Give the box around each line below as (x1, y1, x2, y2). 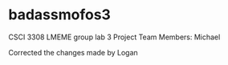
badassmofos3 (8, 6, 111, 24)
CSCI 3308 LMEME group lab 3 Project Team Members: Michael (8, 32, 221, 42)
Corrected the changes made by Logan (8, 47, 138, 57)
